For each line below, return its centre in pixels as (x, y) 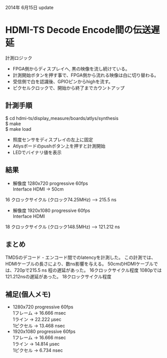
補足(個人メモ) (28, 294)
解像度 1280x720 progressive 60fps (50, 183)
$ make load (18, 129)
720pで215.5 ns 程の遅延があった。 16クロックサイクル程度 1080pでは (88, 270)
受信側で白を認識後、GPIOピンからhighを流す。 (63, 81)
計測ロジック (19, 58)
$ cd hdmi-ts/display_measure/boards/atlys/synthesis (62, 118)
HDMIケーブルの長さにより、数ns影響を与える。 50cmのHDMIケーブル (79, 264)
